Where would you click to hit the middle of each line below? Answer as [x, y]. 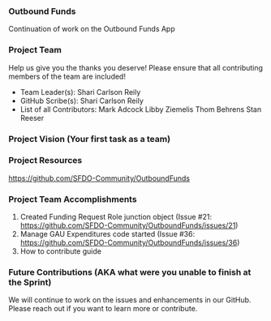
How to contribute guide [60, 251]
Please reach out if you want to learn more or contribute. [103, 309]
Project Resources [45, 160]
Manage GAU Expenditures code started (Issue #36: [108, 234]
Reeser [32, 118]
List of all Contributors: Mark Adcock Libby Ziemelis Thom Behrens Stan [141, 109]
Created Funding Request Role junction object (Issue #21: [116, 217]
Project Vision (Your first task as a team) [90, 139]
